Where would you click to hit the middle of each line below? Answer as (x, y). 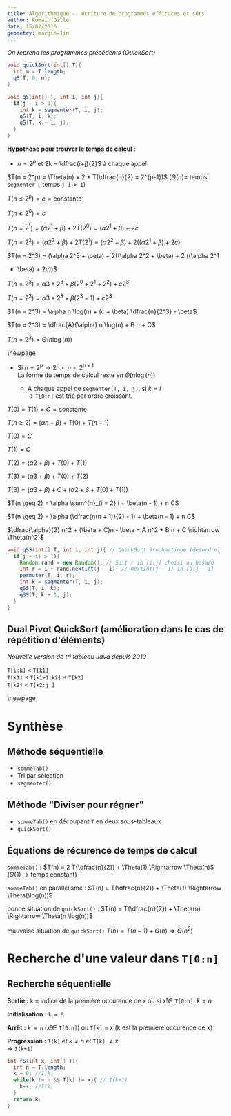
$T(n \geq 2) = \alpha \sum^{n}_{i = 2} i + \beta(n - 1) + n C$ (93, 503)
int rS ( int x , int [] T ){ (43, 1061)
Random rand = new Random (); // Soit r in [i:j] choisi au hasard (117, 562)
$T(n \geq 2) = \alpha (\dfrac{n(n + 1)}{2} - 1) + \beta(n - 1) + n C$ (101, 516)
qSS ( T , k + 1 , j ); (46, 595)
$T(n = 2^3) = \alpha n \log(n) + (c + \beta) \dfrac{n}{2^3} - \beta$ (102, 311)
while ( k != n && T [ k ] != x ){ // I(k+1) (71, 1080)
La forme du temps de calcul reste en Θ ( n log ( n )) (86, 375)
